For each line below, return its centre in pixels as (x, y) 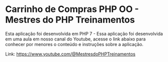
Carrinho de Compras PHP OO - (72, 9)
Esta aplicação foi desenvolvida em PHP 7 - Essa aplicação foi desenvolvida (84, 33)
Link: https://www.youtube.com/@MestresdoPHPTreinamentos (70, 54)
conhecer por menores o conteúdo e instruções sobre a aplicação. (74, 44)
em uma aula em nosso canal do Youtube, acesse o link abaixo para (75, 39)
